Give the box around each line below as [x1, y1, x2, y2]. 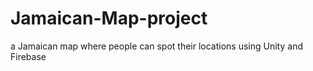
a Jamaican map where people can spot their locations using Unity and [10, 40, 303, 52]
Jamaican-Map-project [10, 7, 208, 30]
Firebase [10, 50, 47, 62]
